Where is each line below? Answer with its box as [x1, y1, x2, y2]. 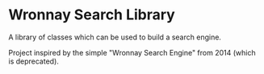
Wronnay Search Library [8, 6, 175, 24]
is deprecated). [8, 56, 59, 66]
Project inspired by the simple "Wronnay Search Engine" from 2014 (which [8, 47, 256, 57]
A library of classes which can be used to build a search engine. [8, 32, 222, 42]
